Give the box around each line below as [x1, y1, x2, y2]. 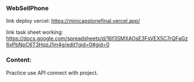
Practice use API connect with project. [6, 69, 98, 76]
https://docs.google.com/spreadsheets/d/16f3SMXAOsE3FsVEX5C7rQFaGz [6, 35, 188, 42]
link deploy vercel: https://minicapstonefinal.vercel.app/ [6, 18, 140, 25]
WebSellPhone [6, 4, 49, 12]
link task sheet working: [6, 29, 63, 36]
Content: [6, 56, 32, 64]
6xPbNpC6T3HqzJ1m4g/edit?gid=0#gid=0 [6, 41, 110, 48]
